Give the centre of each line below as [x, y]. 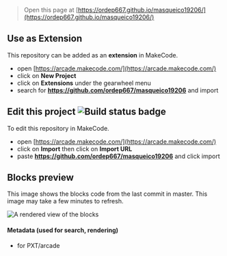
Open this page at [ [51, 10]
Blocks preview [40, 178]
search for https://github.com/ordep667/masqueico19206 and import [118, 90]
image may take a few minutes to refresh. [65, 201]
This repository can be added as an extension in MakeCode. [93, 55]
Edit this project [41, 112]
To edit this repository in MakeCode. [58, 128]
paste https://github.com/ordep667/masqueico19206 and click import [118, 156]
